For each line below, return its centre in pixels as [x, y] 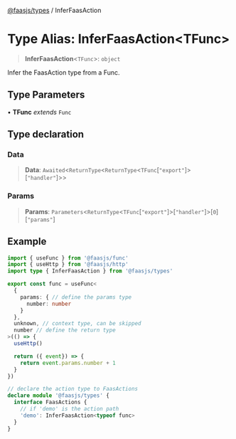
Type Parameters [46, 95]
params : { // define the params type [76, 297]
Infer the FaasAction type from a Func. [64, 72]
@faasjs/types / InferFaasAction [54, 10]
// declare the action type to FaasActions [73, 389]
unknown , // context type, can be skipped [77, 324]
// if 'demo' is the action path [70, 409]
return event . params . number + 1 [68, 363]
